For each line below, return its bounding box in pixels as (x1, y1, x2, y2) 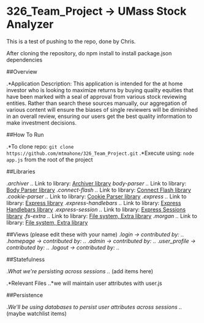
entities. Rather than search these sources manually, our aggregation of (6, 99, 187, 107)
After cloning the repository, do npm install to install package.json (6, 49, 172, 56)
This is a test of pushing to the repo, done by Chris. (6, 37, 136, 45)
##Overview (6, 68, 38, 75)
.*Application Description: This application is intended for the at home (6, 80, 183, 87)
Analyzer (6, 17, 54, 31)
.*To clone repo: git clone (6, 142, 74, 150)
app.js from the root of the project (6, 155, 93, 163)
